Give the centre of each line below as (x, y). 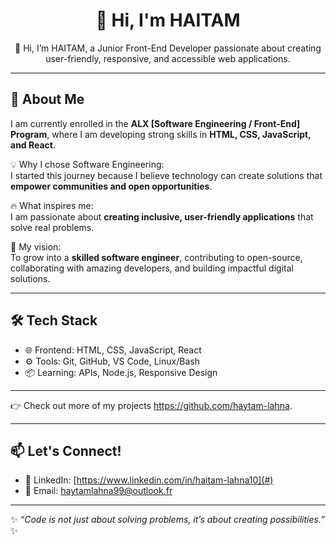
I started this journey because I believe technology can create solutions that (166, 175)
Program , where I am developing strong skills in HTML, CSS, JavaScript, (161, 134)
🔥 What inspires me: (52, 205)
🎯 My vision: (36, 246)
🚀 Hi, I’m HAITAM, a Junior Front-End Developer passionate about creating (168, 48)
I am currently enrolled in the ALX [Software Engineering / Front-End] (155, 123)
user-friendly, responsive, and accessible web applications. (168, 58)
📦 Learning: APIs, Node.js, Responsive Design (121, 372)
